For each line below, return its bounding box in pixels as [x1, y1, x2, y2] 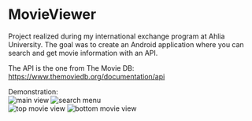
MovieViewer [8, 5, 97, 24]
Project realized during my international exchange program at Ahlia [8, 31, 225, 41]
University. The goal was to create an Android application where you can [8, 39, 244, 49]
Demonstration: [8, 86, 58, 96]
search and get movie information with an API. [8, 48, 158, 57]
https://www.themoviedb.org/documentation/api [8, 71, 165, 81]
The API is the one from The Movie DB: [8, 63, 135, 72]
